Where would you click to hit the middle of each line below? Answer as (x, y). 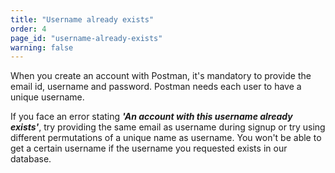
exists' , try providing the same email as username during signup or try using (168, 127)
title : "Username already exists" (82, 19)
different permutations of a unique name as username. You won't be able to (166, 138)
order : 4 (28, 29)
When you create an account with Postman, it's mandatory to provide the (161, 76)
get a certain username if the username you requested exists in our (149, 148)
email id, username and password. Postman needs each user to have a (156, 87)
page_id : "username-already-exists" (86, 38)
